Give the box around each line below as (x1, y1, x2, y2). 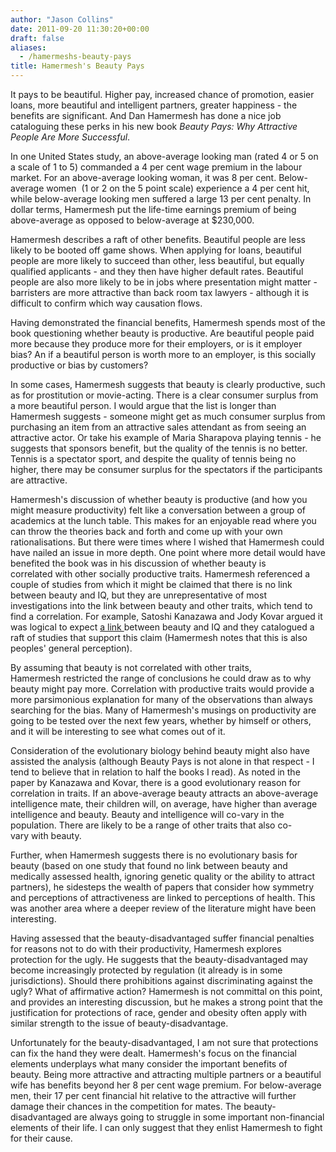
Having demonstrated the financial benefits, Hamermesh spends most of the (10, 317, 326, 328)
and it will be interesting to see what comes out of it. (10, 726, 226, 737)
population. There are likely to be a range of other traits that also (10, 819, 276, 831)
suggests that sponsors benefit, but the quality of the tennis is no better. (10, 442, 308, 454)
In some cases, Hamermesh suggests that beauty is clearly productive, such (10, 379, 326, 390)
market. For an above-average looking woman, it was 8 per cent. (10, 172, 277, 183)
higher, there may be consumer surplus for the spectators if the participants (10, 464, 323, 475)
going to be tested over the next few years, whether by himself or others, (10, 715, 312, 726)
